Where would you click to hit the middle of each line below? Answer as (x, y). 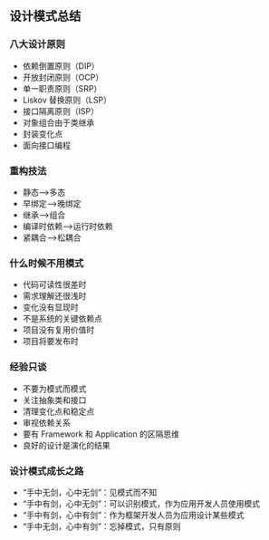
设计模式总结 (45, 16)
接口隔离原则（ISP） (61, 111)
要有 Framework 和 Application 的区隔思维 (101, 434)
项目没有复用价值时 (58, 330)
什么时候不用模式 (47, 263)
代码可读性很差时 (54, 284)
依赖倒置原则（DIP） (61, 65)
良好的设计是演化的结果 (66, 445)
